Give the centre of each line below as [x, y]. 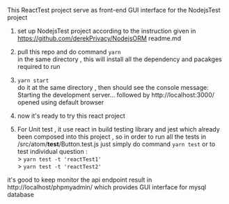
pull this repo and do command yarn [69, 52]
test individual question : [53, 151]
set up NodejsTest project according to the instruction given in [106, 31]
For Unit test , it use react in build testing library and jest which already [119, 129]
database [21, 195]
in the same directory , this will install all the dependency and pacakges [120, 59]
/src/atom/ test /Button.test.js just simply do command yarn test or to [116, 144]
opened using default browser [61, 102]
